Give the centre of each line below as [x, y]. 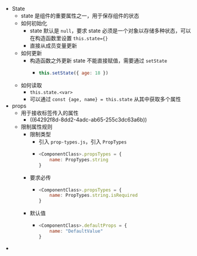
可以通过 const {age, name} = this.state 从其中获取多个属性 [105, 99]
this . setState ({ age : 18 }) [73, 73]
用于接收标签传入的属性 [50, 112]
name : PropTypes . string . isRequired [94, 196]
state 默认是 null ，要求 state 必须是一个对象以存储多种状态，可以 [110, 31]
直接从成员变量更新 [53, 45]
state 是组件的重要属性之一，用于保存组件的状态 [80, 16]
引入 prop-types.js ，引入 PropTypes [83, 141]
